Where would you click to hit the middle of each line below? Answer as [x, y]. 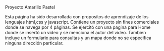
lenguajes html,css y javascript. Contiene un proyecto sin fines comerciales [82, 22]
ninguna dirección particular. [34, 43]
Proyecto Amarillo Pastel [30, 7]
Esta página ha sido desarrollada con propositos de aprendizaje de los [77, 17]
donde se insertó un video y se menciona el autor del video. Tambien [76, 32]
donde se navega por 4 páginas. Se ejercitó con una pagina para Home [78, 27]
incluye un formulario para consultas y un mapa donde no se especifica [78, 38]
